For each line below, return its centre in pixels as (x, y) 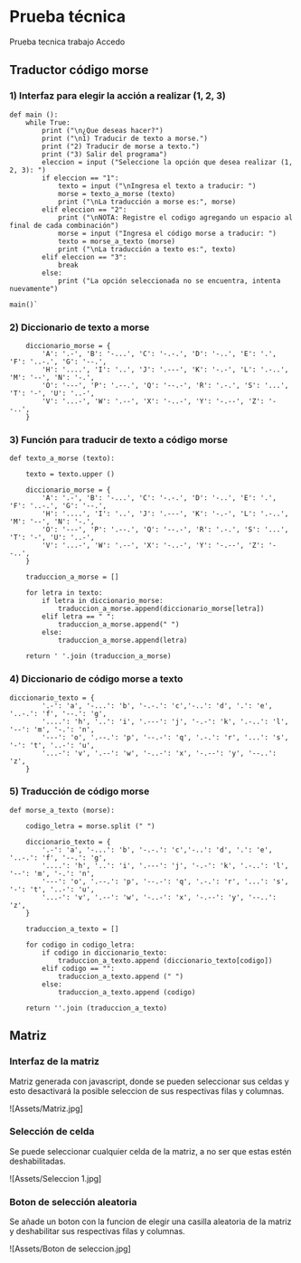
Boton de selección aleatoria (73, 1202)
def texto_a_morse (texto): (62, 458)
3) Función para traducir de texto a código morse (119, 439)
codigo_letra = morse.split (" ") (90, 826)
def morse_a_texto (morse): (62, 810)
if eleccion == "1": (80, 178)
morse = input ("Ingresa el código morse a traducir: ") (167, 233)
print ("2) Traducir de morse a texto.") (121, 146)
